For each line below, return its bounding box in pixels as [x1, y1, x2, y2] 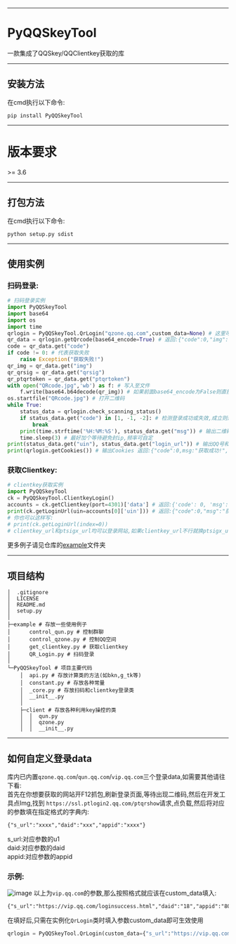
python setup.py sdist [7, 230, 74, 237]
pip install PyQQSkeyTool [7, 112, 83, 119]
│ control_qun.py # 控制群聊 [7, 629, 104, 636]
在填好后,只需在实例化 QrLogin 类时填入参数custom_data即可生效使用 [7, 916, 204, 924]
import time [7, 323, 42, 330]
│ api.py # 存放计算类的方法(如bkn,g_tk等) [20, 672, 142, 679]
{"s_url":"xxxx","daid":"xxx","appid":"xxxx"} [7, 822, 146, 829]
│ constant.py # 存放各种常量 [20, 679, 105, 687]
